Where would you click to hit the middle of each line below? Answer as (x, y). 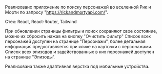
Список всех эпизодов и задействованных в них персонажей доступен (80, 52)
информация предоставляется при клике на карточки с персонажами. (79, 46)
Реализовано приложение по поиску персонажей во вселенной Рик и (78, 7)
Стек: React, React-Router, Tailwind (41, 22)
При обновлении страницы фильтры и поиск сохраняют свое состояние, (81, 31)
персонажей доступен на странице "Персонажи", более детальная (75, 41)
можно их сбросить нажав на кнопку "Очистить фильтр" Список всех (78, 36)
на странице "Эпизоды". (30, 57)
